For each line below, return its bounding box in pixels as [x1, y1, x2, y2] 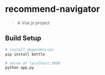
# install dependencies [5, 47, 54, 52]
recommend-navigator [5, 3, 100, 15]
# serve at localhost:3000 [5, 61, 61, 66]
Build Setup [5, 34, 41, 42]
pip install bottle [5, 52, 45, 57]
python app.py [5, 65, 35, 70]
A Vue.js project [17, 20, 50, 26]
